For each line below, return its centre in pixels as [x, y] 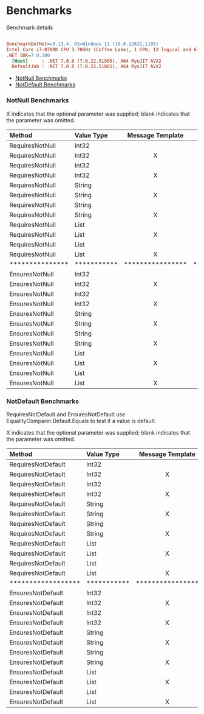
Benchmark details [30, 27]
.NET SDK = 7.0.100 [28, 55]
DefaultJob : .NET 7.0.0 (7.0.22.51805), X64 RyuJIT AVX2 [87, 67]
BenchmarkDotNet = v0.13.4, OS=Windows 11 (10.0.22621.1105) [83, 44]
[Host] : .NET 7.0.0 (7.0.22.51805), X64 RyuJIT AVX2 [87, 61]
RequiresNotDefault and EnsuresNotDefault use [66, 414]
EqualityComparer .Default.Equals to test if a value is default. [81, 421]
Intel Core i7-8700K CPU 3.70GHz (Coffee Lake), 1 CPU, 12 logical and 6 [102, 49]
